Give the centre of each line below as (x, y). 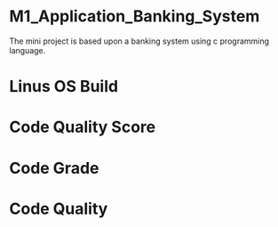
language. (28, 50)
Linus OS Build (64, 87)
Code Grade (54, 168)
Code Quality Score (83, 127)
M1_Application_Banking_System (135, 16)
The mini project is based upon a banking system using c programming (139, 41)
